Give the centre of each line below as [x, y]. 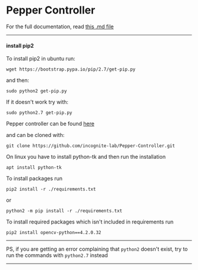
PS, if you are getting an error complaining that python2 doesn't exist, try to [97, 249]
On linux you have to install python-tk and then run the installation [86, 157]
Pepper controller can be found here [50, 124]
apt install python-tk [34, 168]
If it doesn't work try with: [37, 102]
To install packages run [34, 179]
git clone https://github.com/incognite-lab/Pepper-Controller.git [91, 146]
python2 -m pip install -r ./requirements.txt [64, 211]
